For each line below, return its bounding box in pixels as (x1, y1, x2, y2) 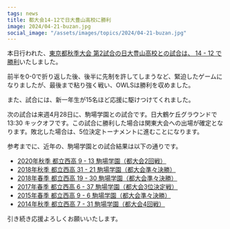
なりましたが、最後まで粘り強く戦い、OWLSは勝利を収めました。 (7, 81, 195, 90)
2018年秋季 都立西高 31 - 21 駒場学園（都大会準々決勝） (17, 166, 176, 174)
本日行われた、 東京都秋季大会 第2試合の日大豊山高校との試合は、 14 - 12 (7, 49, 214, 57)
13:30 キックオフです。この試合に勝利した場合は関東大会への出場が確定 (7, 119, 212, 128)
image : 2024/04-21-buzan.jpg (7, 23, 91, 30)
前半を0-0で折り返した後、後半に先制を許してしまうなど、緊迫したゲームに (7, 72, 223, 81)
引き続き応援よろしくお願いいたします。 (7, 215, 122, 223)
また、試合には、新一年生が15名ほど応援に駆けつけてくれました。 (7, 96, 195, 104)
